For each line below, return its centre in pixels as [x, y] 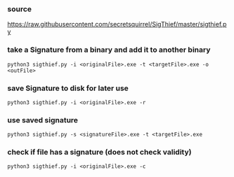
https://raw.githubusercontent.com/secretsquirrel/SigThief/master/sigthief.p [117, 24]
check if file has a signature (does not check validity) [99, 153]
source [20, 9]
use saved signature [43, 120]
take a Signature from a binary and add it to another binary [109, 50]
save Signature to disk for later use [68, 88]
